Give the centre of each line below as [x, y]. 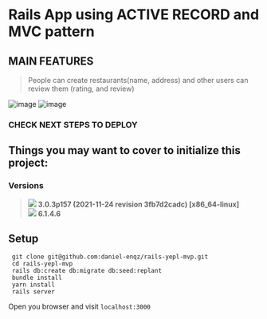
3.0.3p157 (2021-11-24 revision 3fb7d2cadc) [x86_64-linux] [139, 204]
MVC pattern [52, 32]
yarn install [33, 285]
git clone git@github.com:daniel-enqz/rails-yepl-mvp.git [110, 257]
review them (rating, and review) [81, 89]
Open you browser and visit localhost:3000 [80, 307]
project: [28, 163]
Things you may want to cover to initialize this [124, 150]
